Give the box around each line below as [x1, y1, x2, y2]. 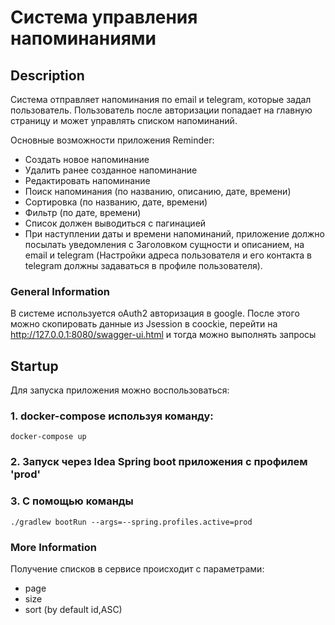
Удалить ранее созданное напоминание [24, 164, 198, 176]
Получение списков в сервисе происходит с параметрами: [10, 562, 265, 575]
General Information [10, 284, 111, 298]
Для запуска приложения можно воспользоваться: [10, 384, 230, 396]
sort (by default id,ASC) [24, 603, 123, 615]
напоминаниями [10, 27, 157, 50]
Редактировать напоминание [24, 175, 151, 186]
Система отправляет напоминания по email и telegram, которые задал [10, 94, 312, 105]
